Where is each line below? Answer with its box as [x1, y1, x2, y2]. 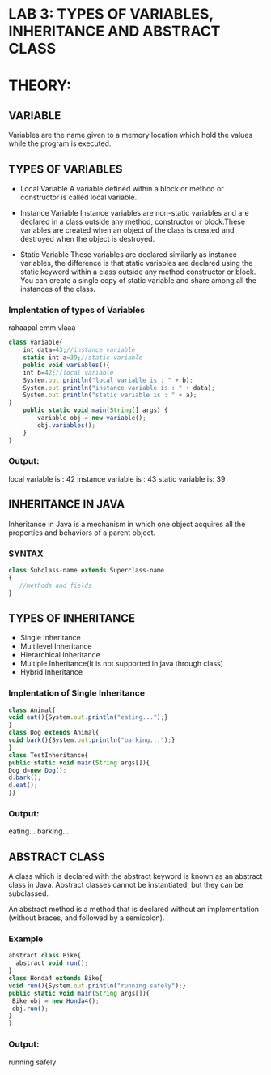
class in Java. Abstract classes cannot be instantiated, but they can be [8, 880, 244, 890]
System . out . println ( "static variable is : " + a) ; [23, 391, 197, 400]
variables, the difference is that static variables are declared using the [19, 259, 253, 268]
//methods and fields [19, 581, 92, 589]
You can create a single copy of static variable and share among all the [19, 276, 257, 285]
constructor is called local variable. [19, 192, 138, 202]
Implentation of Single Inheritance [8, 687, 146, 699]
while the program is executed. [8, 139, 112, 148]
